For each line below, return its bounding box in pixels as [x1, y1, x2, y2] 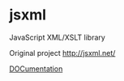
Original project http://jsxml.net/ [9, 48, 116, 58]
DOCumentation [9, 63, 63, 74]
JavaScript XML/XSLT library [9, 32, 106, 42]
